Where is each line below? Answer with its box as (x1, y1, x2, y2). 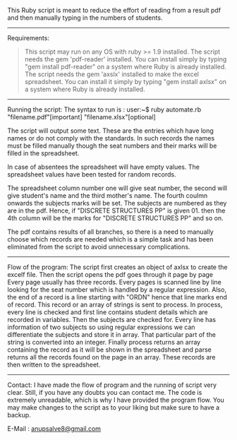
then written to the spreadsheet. (7, 360, 101, 369)
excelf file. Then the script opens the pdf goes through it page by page (7, 270, 214, 278)
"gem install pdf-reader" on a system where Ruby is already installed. (24, 63, 227, 71)
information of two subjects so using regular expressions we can (7, 323, 195, 331)
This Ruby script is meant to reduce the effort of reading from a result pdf (7, 6, 221, 14)
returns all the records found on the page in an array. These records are (7, 353, 216, 361)
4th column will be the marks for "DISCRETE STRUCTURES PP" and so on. (7, 214, 224, 222)
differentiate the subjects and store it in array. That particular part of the (7, 331, 217, 338)
